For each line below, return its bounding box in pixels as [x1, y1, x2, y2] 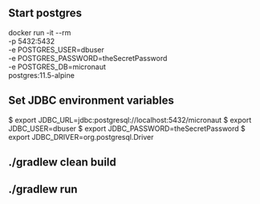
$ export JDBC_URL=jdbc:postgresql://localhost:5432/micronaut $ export [8, 115, 252, 124]
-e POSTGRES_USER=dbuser [8, 44, 104, 55]
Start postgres [8, 6, 83, 20]
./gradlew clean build [8, 156, 116, 169]
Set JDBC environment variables [8, 94, 174, 108]
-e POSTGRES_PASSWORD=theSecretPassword [8, 53, 168, 63]
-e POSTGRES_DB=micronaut [8, 62, 107, 71]
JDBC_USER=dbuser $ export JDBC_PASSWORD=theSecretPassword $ [8, 124, 246, 133]
